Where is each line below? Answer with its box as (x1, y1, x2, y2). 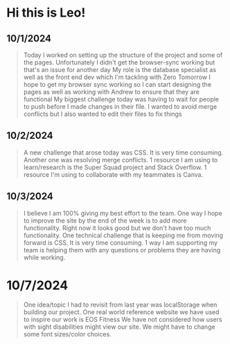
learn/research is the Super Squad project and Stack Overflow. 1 (23, 163, 207, 171)
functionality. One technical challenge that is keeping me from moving (23, 231, 223, 239)
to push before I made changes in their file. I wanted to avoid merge (23, 103, 218, 110)
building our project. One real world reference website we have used (23, 307, 220, 316)
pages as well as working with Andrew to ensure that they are (23, 88, 200, 96)
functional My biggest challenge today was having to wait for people (23, 95, 220, 103)
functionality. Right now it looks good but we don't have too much (23, 223, 211, 232)
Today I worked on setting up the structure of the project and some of (23, 51, 223, 59)
